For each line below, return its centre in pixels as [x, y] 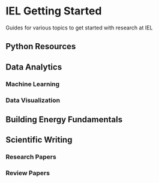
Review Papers [28, 173]
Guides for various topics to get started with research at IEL [79, 28]
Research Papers [31, 157]
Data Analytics [34, 67]
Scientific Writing [39, 140]
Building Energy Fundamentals [64, 119]
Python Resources [41, 46]
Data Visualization [33, 100]
